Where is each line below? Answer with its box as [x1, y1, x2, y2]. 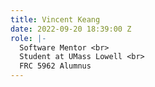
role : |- [10, 33, 47, 43]
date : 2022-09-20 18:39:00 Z [10, 24, 132, 34]
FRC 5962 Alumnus [19, 61, 92, 71]
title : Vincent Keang [10, 14, 101, 25]
